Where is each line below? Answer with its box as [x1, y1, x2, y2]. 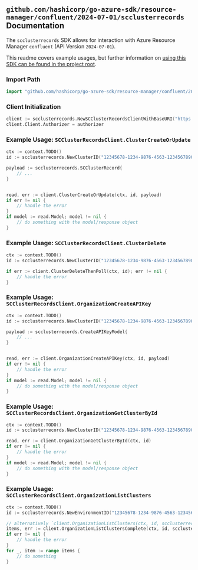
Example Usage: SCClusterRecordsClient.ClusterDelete [6, 239, 166, 247]
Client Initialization [6, 102, 61, 110]
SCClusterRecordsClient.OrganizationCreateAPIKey [6, 301, 151, 307]
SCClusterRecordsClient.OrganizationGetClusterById [6, 410, 158, 416]
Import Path [6, 75, 41, 83]
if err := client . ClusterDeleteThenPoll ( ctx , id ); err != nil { [6, 268, 167, 274]
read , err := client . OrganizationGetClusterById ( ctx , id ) [6, 438, 151, 444]
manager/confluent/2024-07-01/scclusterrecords [6, 13, 184, 22]
